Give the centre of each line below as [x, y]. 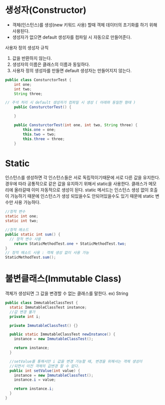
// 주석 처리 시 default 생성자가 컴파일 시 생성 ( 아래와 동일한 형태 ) [70, 103]
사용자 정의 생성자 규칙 [27, 47]
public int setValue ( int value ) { [45, 371]
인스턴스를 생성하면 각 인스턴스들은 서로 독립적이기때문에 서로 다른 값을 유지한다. [83, 178]
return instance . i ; [34, 389]
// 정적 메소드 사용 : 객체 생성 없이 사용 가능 [47, 253]
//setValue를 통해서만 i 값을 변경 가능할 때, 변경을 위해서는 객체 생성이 [76, 361]
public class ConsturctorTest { [38, 80]
